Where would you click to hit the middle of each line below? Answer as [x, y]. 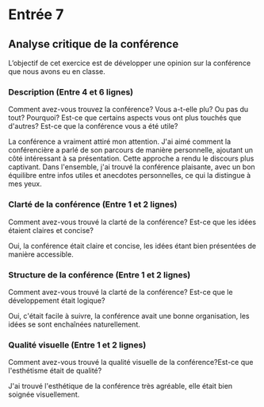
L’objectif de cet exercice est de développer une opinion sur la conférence [130, 63]
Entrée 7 [36, 15]
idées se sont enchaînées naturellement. [75, 324]
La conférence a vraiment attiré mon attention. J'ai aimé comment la [120, 141]
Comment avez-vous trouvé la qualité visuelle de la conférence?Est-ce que [131, 362]
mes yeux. [25, 184]
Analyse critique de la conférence [94, 44]
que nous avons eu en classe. [57, 72]
